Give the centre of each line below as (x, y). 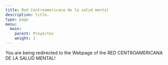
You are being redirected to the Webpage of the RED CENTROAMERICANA (84, 53)
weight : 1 (25, 39)
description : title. (27, 15)
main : (16, 29)
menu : (11, 24)
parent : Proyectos (34, 34)
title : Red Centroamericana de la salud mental (57, 10)
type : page (17, 19)
